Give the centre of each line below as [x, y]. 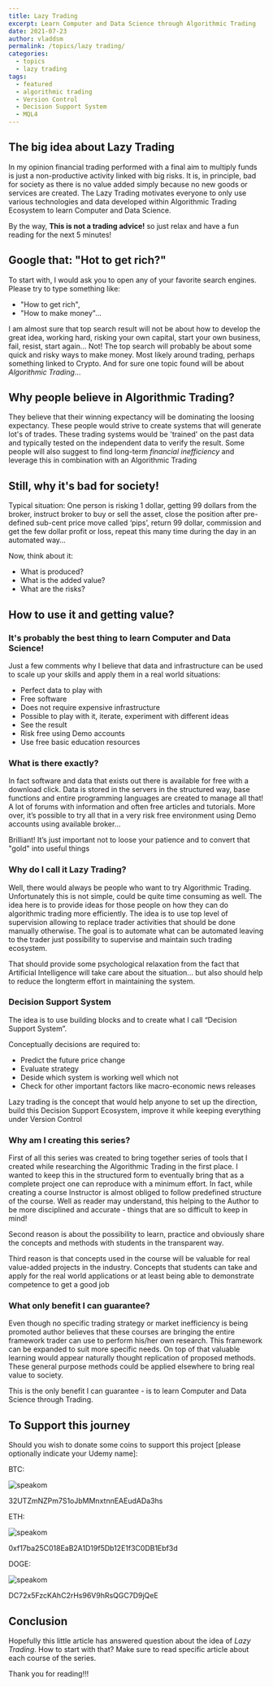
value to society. [36, 1375]
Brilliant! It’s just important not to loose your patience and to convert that [129, 840]
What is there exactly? [54, 763]
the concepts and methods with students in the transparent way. [116, 1243]
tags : [17, 77]
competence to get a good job [59, 1285]
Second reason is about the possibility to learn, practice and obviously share [136, 1234]
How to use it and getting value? [91, 614]
